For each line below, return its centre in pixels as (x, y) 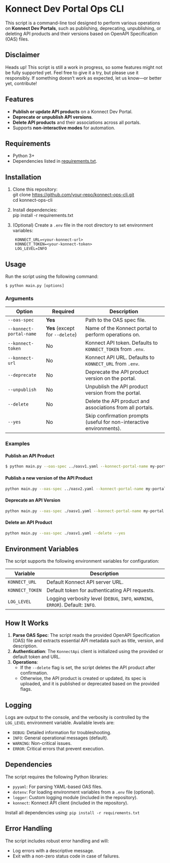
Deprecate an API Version (33, 500)
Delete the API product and (117, 401)
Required (63, 311)
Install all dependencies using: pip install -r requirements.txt (73, 812)
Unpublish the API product (117, 387)
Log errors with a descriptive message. (53, 850)
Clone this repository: (35, 189)
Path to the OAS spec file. (116, 320)
